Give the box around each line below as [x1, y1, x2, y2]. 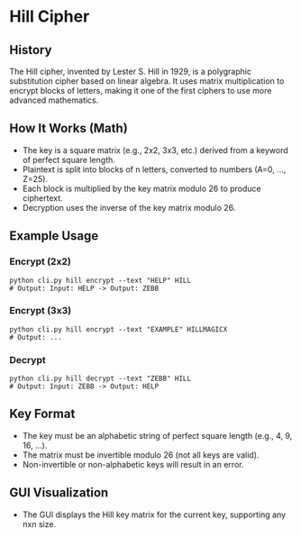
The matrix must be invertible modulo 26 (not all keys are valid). [22, 449, 260, 460]
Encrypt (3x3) [9, 305, 72, 317]
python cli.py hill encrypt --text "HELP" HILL [9, 276, 192, 285]
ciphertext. [22, 192, 63, 204]
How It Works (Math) [9, 121, 128, 136]
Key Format [9, 406, 76, 422]
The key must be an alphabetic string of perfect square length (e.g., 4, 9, [22, 430, 293, 441]
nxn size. [22, 518, 57, 529]
